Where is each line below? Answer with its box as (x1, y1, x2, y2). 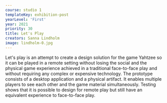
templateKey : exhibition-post (5, 12, 69, 17)
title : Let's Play (5, 31, 44, 36)
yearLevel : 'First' (5, 17, 46, 22)
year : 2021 (5, 21, 28, 27)
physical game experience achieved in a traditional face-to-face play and (5, 65, 157, 71)
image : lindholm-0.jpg (5, 41, 53, 46)
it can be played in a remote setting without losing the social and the (5, 59, 147, 66)
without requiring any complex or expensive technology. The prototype (5, 71, 153, 77)
